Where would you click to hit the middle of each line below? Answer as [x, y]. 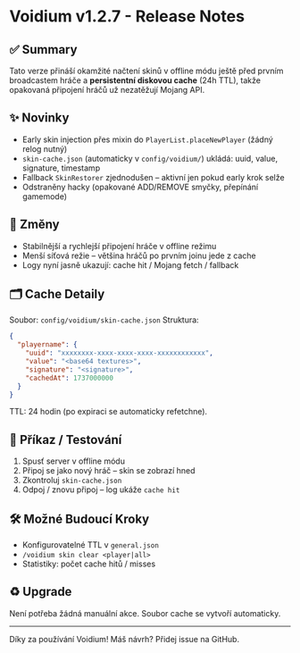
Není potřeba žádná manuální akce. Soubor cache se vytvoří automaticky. [145, 613]
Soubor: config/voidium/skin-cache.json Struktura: [104, 320]
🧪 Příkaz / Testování [66, 440]
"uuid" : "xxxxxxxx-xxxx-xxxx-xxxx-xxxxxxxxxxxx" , [120, 353]
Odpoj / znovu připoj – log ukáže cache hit [101, 490]
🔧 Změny [34, 225]
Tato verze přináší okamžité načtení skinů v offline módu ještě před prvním [146, 71]
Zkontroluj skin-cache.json [72, 481]
